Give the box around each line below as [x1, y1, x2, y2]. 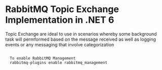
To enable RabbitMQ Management [10, 55, 76, 61]
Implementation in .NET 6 [5, 14, 114, 26]
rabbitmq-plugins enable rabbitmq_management [10, 60, 108, 65]
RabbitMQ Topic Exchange [5, 4, 119, 15]
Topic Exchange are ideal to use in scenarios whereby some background [5, 31, 157, 37]
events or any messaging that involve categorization [5, 41, 114, 47]
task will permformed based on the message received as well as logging [5, 36, 156, 42]
